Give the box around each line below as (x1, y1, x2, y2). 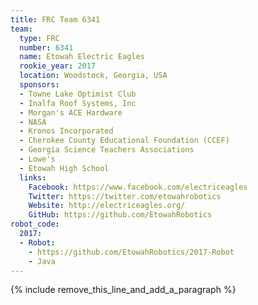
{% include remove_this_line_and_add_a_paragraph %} (10, 284, 237, 296)
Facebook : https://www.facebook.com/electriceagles (28, 182, 248, 192)
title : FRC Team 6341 (10, 14, 101, 25)
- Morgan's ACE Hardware (19, 107, 123, 118)
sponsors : (19, 80, 60, 90)
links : (19, 172, 47, 183)
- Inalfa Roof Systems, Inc (19, 98, 137, 108)
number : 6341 (19, 42, 74, 53)
